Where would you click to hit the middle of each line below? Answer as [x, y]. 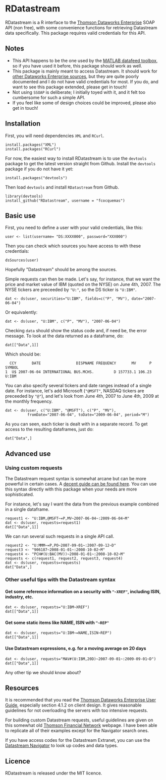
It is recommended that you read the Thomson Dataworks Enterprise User [81, 700]
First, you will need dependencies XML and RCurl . [55, 136]
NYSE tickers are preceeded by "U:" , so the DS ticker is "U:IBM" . [71, 290]
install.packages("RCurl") [33, 149]
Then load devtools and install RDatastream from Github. [62, 187]
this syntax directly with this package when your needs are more [71, 489]
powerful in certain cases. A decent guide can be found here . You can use [81, 484]
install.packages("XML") [31, 144]
